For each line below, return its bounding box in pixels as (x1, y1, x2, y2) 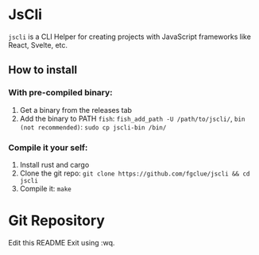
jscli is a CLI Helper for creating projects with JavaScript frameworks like (8, 32, 252, 41)
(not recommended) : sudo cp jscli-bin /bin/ (19, 122, 167, 132)
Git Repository (8, 212, 106, 230)
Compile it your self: (8, 141, 88, 153)
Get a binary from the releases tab (19, 105, 133, 114)
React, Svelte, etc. (8, 40, 68, 49)
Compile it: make (19, 184, 72, 193)
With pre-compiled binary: (8, 87, 113, 99)
